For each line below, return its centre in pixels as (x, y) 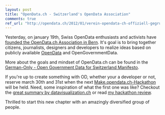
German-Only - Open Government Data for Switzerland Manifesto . (72, 68)
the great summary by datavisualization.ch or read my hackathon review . (79, 92)
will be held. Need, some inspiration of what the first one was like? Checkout (82, 87)
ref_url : (14, 23)
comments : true (21, 19)
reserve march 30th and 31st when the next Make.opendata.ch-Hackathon (81, 82)
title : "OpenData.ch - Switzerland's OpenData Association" (68, 14)
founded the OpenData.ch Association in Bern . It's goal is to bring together (81, 43)
